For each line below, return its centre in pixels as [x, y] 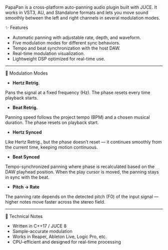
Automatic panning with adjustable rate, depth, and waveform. [76, 37]
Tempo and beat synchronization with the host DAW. [66, 48]
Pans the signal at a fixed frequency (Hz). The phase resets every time [78, 92]
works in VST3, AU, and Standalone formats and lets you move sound [77, 12]
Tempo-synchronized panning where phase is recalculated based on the [80, 166]
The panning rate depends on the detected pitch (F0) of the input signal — [82, 196]
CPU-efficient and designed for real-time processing [67, 242]
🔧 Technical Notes [24, 216]
